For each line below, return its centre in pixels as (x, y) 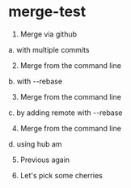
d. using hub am (35, 143)
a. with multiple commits (49, 49)
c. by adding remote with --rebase (65, 113)
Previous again (45, 160)
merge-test (47, 12)
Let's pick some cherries (61, 175)
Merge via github (49, 34)
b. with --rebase (36, 81)
